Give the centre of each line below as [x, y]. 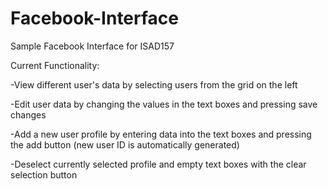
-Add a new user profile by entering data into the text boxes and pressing [161, 134]
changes [28, 114]
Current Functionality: [55, 65]
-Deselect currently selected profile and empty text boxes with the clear [158, 164]
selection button [44, 174]
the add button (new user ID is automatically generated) [125, 144]
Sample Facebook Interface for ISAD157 [92, 46]
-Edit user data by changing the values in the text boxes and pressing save [164, 104]
